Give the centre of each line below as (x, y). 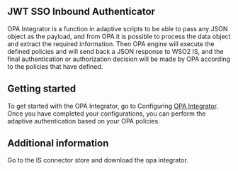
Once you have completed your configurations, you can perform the (107, 114)
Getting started (42, 89)
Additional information (58, 144)
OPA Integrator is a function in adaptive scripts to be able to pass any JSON (118, 28)
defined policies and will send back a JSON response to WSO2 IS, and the (115, 51)
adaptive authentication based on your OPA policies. (84, 121)
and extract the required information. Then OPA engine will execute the (111, 44)
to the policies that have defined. (55, 66)
